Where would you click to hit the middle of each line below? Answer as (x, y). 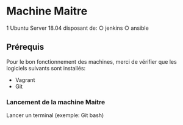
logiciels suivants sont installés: (46, 68)
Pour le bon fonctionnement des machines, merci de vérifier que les (91, 61)
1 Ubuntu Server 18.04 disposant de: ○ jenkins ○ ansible (78, 28)
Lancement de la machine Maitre (56, 102)
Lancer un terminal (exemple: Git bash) (55, 115)
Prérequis (25, 47)
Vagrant (25, 79)
